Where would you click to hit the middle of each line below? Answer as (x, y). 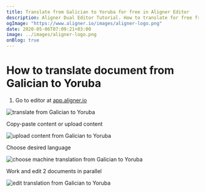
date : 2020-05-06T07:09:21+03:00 (49, 29)
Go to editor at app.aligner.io (51, 100)
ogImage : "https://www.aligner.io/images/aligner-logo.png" (85, 23)
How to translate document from (90, 70)
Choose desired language (39, 148)
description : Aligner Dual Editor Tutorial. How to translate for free (99, 18)
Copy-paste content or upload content (55, 124)
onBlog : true (23, 40)
